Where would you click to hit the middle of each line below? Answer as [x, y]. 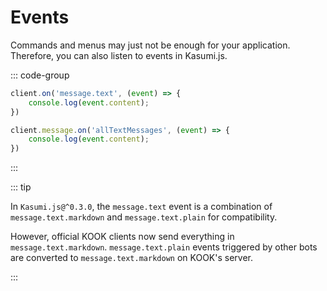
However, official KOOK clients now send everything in [122, 237]
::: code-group [40, 75]
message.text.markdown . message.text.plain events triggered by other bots [164, 247]
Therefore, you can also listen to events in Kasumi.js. [119, 55]
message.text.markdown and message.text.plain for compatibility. [144, 217]
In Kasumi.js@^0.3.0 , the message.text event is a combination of [141, 207]
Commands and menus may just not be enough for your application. [150, 45]
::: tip [21, 187]
